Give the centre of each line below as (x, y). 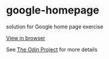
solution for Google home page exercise (55, 27)
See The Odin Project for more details (52, 49)
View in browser (26, 38)
